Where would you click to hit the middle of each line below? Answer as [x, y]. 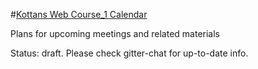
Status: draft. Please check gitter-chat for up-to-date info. [129, 53]
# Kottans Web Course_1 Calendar [79, 14]
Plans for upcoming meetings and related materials [115, 33]
